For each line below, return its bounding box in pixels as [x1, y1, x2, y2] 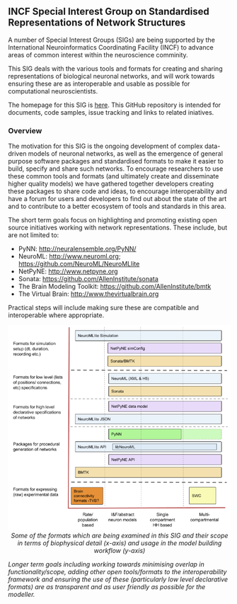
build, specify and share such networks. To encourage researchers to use [8, 164, 224, 173]
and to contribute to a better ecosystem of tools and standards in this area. [8, 202, 226, 211]
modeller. [8, 590, 35, 598]
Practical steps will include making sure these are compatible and [8, 304, 200, 312]
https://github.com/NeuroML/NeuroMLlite [18, 260, 140, 268]
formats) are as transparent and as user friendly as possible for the [8, 582, 206, 591]
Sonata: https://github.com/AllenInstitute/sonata [18, 275, 158, 283]
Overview [8, 125, 42, 135]
